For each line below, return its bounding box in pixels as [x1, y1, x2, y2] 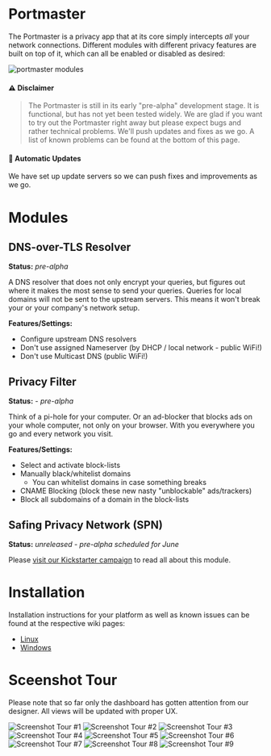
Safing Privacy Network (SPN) [8, 518, 163, 532]
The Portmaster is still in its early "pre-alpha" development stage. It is [27, 101, 260, 111]
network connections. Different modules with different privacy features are [8, 40, 256, 49]
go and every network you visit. [8, 429, 114, 439]
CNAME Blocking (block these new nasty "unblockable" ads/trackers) [19, 486, 252, 496]
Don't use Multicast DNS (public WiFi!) [19, 352, 148, 361]
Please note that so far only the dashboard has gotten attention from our [8, 697, 249, 707]
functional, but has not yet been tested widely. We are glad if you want [27, 110, 263, 119]
